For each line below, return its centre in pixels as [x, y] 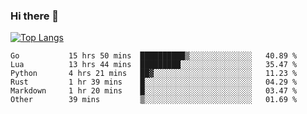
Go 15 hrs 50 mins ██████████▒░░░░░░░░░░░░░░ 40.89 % [154, 56]
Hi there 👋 [35, 16]
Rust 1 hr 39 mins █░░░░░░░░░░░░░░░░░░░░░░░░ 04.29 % [154, 82]
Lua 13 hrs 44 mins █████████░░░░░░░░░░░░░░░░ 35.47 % [154, 65]
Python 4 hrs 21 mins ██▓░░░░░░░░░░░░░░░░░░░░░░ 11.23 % [154, 74]
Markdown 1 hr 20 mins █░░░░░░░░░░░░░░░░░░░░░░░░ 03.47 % [154, 91]
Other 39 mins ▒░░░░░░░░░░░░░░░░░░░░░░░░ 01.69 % [154, 100]
